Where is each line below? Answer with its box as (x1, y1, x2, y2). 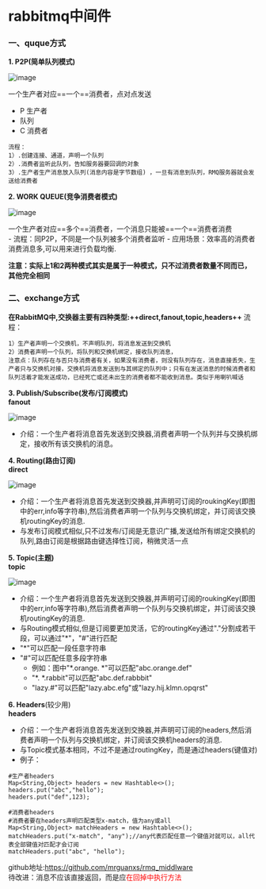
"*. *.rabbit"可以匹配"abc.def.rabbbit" (31, 672, 153, 683)
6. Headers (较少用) (8, 699, 71, 709)
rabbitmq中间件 (8, 7, 112, 25)
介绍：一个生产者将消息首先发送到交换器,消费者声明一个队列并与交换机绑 (19, 429, 258, 438)
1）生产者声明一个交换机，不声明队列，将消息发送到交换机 (8, 339, 172, 348)
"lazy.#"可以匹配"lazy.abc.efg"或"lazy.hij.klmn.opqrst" (31, 683, 208, 692)
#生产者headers (8, 772, 55, 780)
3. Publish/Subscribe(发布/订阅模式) (8, 388, 128, 398)
